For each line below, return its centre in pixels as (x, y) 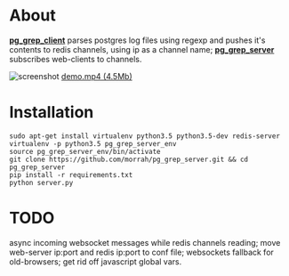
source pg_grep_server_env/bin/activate (85, 151)
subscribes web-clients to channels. (76, 59)
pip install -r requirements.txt (71, 175)
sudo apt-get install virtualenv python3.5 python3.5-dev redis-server (144, 136)
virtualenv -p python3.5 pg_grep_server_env (93, 143)
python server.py (41, 183)
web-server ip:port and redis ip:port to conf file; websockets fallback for (141, 252)
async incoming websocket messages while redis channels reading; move (145, 242)
